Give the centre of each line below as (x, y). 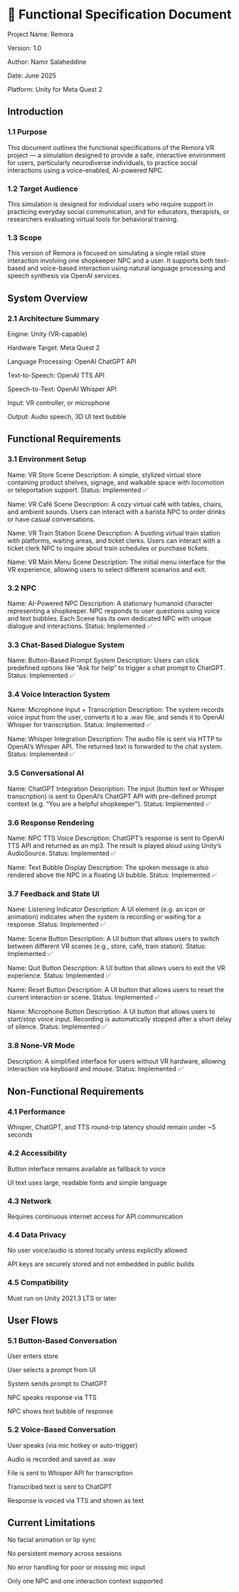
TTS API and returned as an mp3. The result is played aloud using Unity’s (115, 846)
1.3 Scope (25, 238)
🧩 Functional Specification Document (119, 15)
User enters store (33, 1356)
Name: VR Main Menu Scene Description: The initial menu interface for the (117, 562)
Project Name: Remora (41, 34)
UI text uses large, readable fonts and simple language (87, 1182)
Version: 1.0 (25, 48)
